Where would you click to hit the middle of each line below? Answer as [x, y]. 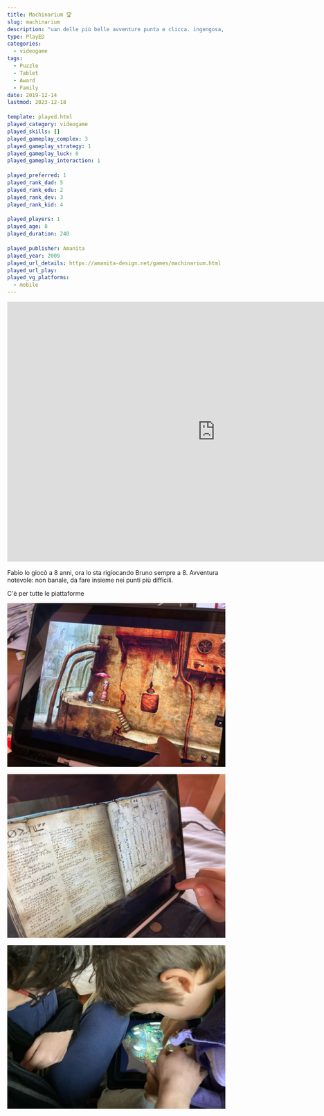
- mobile [26, 285]
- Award [25, 80]
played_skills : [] [34, 132]
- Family [26, 88]
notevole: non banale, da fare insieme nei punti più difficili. [90, 580]
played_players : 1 [34, 219]
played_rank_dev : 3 [35, 197]
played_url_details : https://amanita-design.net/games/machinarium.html [114, 263]
